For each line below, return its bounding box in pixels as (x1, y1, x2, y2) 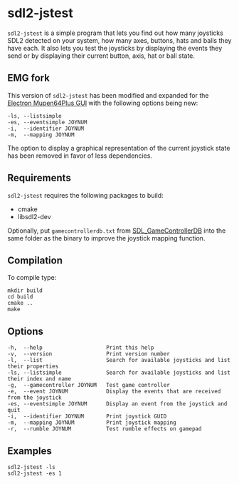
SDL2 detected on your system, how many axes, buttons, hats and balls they (7, 36, 232, 44)
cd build (7, 293, 33, 301)
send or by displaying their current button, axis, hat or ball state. (7, 51, 196, 60)
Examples (7, 445, 52, 457)
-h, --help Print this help (7, 344, 154, 351)
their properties (7, 363, 59, 370)
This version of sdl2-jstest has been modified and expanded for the (7, 91, 209, 99)
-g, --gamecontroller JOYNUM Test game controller (7, 382, 171, 389)
